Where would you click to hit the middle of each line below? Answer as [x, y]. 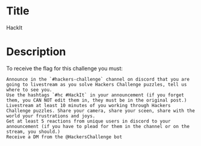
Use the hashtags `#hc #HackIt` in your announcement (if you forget [95, 95]
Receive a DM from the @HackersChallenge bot [64, 137]
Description [36, 52]
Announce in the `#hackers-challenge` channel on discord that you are [98, 79]
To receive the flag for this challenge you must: [65, 68]
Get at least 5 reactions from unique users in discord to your [88, 121]
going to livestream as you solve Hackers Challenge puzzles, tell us [97, 84]
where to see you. [29, 90]
